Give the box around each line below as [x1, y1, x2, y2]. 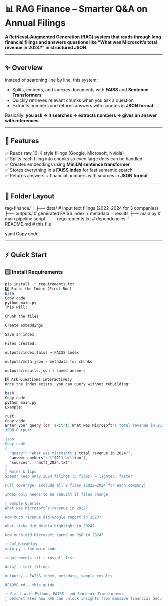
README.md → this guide [5, 582, 55, 587]
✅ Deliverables [5, 542, 38, 547]
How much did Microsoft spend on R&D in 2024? [5, 533, 104, 538]
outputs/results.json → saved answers [5, 368, 86, 373]
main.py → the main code [5, 546, 57, 552]
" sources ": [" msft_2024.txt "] [9, 460, 72, 465]
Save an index [5, 332, 35, 337]
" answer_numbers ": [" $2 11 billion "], [9, 455, 88, 460]
